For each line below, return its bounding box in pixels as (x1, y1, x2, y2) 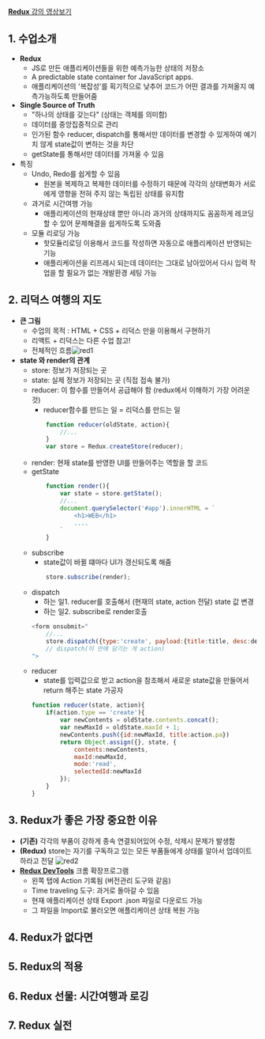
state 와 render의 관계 (19, 355, 91, 365)
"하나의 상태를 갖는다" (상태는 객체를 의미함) (31, 109, 168, 119)
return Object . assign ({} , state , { (59, 738, 177, 746)
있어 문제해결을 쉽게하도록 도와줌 (60, 218, 162, 228)
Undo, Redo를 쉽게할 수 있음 (31, 169, 121, 178)
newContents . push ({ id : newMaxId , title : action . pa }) (59, 730, 230, 738)
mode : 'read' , (73, 760, 117, 768)
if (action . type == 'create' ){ (46, 709, 145, 717)
